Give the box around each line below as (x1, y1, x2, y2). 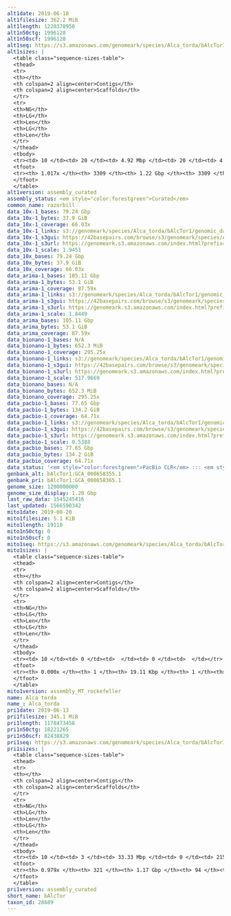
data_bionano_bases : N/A (7, 381, 78, 388)
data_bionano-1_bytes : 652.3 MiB (7, 342, 103, 349)
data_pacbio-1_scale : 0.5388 (7, 438, 91, 446)
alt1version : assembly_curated (7, 189, 97, 196)
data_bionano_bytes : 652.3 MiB (7, 387, 97, 394)
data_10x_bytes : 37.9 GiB (7, 259, 81, 266)
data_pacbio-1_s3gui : (7, 426, 69, 433)
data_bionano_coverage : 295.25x (7, 393, 100, 401)
